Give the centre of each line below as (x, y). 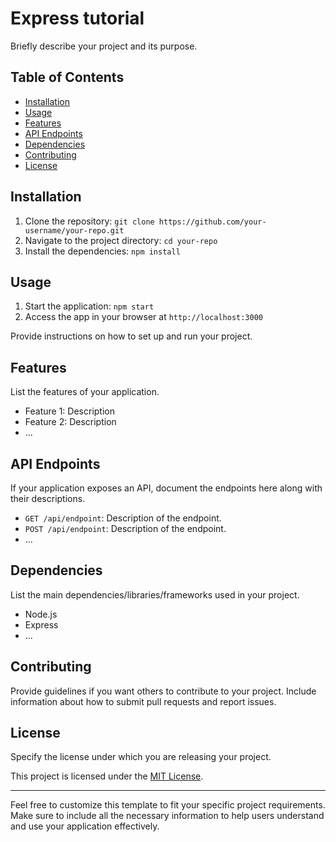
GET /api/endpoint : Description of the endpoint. (123, 518)
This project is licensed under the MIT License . (107, 776)
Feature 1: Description (69, 411)
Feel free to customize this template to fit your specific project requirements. (168, 805)
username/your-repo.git (74, 230)
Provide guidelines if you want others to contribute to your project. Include (163, 691)
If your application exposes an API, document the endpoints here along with (166, 488)
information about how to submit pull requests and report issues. (143, 701)
